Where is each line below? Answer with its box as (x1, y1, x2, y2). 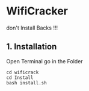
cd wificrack (6, 69, 39, 75)
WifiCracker (6, 4, 68, 18)
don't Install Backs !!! (6, 24, 58, 31)
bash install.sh (6, 80, 47, 86)
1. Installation (6, 42, 57, 52)
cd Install (6, 74, 34, 81)
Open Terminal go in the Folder (6, 57, 83, 64)
